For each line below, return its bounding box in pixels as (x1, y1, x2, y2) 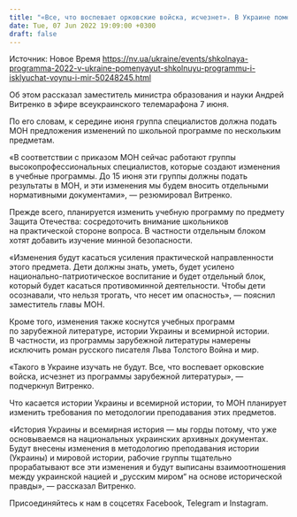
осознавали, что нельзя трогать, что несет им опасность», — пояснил (9, 289, 276, 301)
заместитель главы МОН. (9, 299, 105, 310)
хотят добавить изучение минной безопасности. (9, 235, 193, 246)
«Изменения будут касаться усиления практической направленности (9, 252, 274, 263)
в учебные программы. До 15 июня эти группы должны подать (9, 171, 248, 181)
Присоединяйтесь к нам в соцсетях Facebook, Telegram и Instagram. (9, 498, 269, 509)
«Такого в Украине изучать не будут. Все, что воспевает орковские (9, 362, 264, 373)
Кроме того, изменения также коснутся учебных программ (9, 316, 235, 328)
